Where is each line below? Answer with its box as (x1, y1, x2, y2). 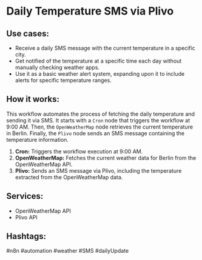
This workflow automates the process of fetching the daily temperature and (6, 110, 195, 118)
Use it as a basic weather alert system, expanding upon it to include (15, 70, 185, 77)
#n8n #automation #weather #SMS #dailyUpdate (6, 247, 129, 255)
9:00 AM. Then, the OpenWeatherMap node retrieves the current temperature (6, 123, 193, 130)
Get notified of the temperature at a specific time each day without (15, 58, 182, 64)
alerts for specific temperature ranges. (15, 77, 112, 84)
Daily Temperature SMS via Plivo (6, 4, 174, 18)
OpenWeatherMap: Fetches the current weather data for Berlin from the (15, 154, 197, 161)
